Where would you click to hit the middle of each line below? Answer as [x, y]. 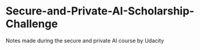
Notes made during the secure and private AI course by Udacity [85, 40]
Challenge [32, 24]
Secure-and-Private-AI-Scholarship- [100, 11]
